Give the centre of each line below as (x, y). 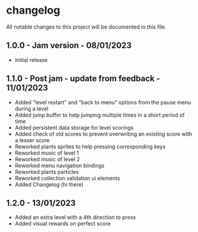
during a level (32, 108)
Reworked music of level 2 (47, 159)
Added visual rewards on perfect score (63, 224)
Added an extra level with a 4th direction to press (75, 217)
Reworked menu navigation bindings (60, 165)
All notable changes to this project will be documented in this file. (86, 27)
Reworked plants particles (47, 172)
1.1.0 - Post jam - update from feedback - (83, 79)
